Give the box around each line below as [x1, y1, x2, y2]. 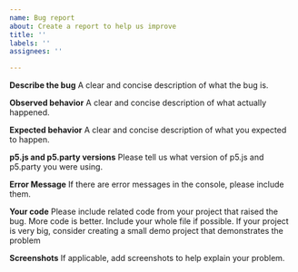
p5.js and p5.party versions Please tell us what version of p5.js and [9, 151, 264, 163]
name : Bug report [9, 13, 75, 23]
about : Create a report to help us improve [9, 22, 177, 31]
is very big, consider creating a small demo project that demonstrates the [9, 226, 284, 237]
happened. [9, 107, 50, 118]
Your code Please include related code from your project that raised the [9, 206, 279, 218]
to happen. [9, 134, 50, 145]
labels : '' [9, 38, 51, 48]
